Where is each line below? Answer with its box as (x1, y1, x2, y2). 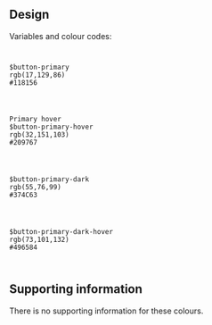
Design (9, 7, 50, 22)
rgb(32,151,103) (9, 130, 69, 139)
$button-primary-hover (9, 122, 94, 132)
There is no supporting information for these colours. (9, 305, 204, 316)
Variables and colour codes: (9, 30, 112, 41)
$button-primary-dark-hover (9, 228, 114, 237)
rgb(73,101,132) (9, 236, 69, 245)
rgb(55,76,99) (9, 183, 62, 192)
